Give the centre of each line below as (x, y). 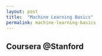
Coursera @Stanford (45, 46)
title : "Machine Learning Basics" (50, 17)
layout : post (22, 11)
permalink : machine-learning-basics (51, 22)
